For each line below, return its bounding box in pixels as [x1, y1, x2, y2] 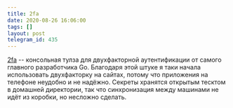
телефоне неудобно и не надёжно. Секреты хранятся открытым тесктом [7, 78, 226, 86]
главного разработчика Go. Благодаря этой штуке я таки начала [7, 63, 201, 72]
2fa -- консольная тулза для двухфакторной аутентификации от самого [7, 55, 222, 64]
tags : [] [7, 23, 33, 30]
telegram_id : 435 [7, 36, 58, 43]
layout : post [7, 29, 46, 37]
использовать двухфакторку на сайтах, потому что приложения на [7, 71, 208, 79]
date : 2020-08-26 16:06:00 [7, 17, 86, 24]
